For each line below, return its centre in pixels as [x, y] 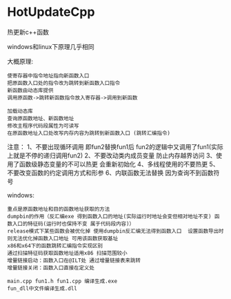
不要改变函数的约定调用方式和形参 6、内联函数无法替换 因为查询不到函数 [110, 173]
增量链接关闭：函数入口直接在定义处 [51, 268]
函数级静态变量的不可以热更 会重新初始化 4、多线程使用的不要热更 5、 [119, 164]
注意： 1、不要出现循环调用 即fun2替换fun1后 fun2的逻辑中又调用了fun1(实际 [115, 146]
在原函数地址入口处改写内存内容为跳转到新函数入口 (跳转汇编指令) [89, 133]
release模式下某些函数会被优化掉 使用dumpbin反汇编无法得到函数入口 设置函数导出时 [115, 231]
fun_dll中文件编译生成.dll [42, 288]
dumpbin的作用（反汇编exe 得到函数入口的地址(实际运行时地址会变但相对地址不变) [109, 216]
